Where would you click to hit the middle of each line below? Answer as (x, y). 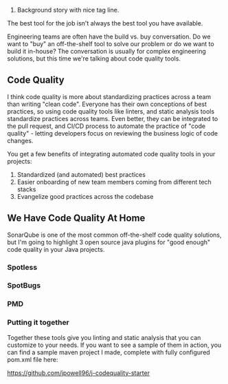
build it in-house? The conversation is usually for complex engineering (106, 51)
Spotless (22, 267)
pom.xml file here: (33, 359)
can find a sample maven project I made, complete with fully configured (109, 352)
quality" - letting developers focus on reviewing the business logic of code (113, 133)
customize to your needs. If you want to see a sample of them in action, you (114, 345)
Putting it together (38, 323)
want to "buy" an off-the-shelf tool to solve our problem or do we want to (111, 44)
